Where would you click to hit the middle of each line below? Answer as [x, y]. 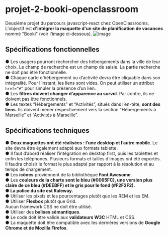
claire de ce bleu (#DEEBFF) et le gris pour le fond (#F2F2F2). [70, 185]
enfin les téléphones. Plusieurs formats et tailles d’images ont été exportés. [83, 158]
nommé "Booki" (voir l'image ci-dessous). [49, 34]
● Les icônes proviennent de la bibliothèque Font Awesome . [69, 174]
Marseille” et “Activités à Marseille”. [42, 115]
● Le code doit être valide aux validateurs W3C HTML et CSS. [70, 217]
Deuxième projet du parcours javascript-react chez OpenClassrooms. [77, 23]
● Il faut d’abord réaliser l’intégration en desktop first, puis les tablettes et [82, 153]
